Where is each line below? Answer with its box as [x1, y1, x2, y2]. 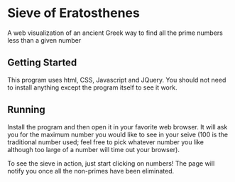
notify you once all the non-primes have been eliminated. [7, 166, 175, 175]
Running [7, 104, 46, 116]
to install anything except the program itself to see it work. [7, 83, 177, 92]
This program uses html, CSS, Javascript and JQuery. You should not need [7, 75, 226, 84]
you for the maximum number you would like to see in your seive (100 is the [7, 130, 229, 139]
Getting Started [7, 57, 77, 69]
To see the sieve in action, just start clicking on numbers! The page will [7, 159, 215, 168]
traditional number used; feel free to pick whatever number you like [7, 137, 204, 146]
